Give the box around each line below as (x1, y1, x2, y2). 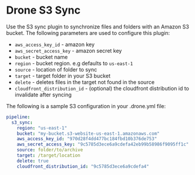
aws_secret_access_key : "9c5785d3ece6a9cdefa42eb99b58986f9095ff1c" (17, 141, 189, 148)
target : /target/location (17, 153, 81, 158)
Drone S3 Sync (6, 4, 81, 17)
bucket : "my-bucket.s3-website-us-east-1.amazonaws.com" (17, 131, 160, 137)
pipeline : (6, 114, 31, 120)
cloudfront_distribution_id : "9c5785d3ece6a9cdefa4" (17, 163, 149, 169)
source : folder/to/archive (17, 147, 83, 153)
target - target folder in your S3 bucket (14, 72, 110, 79)
